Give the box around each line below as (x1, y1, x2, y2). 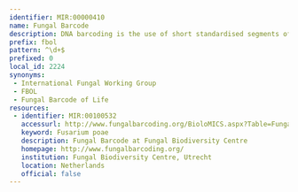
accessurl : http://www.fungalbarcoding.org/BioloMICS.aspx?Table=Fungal (20, 120, 295, 129)
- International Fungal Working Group (12, 79, 157, 88)
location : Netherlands (20, 161, 105, 170)
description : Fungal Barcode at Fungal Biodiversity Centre (20, 136, 248, 145)
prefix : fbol (9, 37, 58, 47)
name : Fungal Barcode (9, 21, 90, 30)
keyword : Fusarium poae (20, 128, 109, 137)
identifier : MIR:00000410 (9, 12, 105, 22)
